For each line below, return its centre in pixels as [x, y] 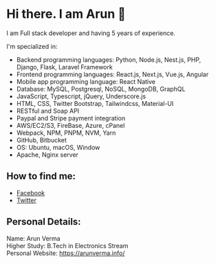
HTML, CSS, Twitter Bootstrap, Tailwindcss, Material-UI [95, 103]
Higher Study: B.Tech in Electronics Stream [67, 245]
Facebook [31, 192]
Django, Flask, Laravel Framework [64, 67]
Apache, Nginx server [47, 155]
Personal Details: [44, 222]
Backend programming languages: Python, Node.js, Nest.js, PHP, [109, 59]
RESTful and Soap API [48, 111]
